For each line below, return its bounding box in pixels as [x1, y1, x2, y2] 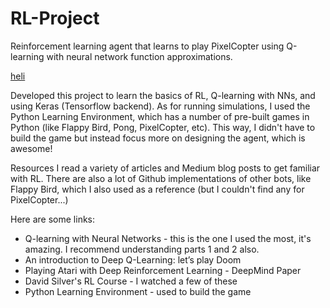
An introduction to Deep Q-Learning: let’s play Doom [24, 253, 242, 266]
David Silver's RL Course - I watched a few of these [24, 275, 238, 287]
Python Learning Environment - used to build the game [24, 285, 252, 297]
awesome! [10, 142, 53, 154]
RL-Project [10, 7, 100, 30]
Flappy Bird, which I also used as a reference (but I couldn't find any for [10, 183, 305, 195]
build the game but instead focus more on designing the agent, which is [10, 132, 306, 144]
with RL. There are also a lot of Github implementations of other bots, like [10, 172, 312, 184]
